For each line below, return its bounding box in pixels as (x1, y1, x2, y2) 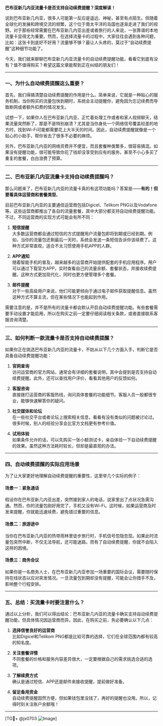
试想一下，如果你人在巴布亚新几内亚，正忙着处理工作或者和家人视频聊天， (5, 115, 154, 121)
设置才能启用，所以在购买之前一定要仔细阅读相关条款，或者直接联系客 (17, 310, 158, 316)
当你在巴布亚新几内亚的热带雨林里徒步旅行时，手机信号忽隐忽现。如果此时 (5, 533, 154, 539)
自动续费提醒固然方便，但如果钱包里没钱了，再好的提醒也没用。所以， (12, 695, 153, 701)
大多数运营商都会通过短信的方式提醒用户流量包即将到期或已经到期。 (12, 230, 148, 236)
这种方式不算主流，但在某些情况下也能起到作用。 (12, 294, 110, 300)
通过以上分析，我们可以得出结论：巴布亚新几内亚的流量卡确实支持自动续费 (5, 611, 154, 617)
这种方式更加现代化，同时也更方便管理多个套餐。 (20, 271, 119, 277)
